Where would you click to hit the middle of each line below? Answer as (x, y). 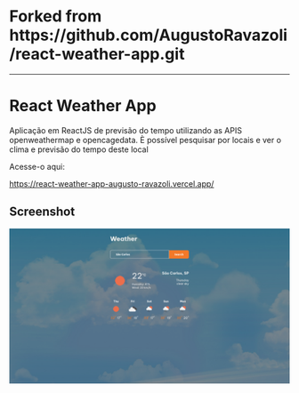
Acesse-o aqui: (37, 166)
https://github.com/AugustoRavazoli (148, 35)
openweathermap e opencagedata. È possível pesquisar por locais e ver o (145, 140)
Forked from (56, 16)
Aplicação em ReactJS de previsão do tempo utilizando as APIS (126, 130)
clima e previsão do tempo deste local (79, 149)
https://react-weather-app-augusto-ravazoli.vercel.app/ (112, 183)
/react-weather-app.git (97, 54)
